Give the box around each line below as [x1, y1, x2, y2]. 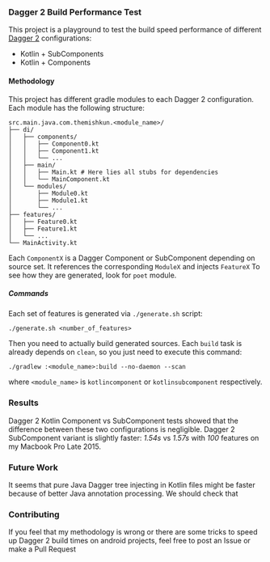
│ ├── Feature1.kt [8, 225, 78, 233]
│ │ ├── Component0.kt [8, 140, 99, 148]
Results [8, 397, 39, 408]
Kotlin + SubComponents [19, 49, 104, 59]
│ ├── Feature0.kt [8, 218, 78, 226]
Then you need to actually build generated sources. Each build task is [8, 339, 243, 349]
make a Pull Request [8, 544, 77, 554]
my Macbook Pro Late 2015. [8, 442, 102, 451]
